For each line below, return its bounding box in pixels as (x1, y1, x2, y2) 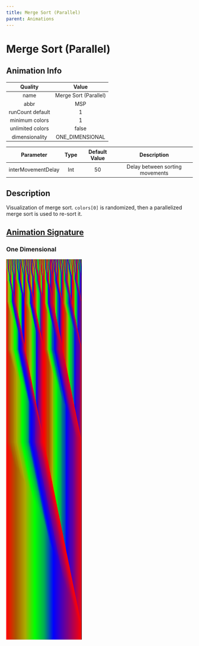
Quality (20, 83, 39, 90)
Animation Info (6, 66, 62, 76)
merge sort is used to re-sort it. (6, 210, 83, 218)
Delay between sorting (126, 163, 182, 170)
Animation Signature (6, 228, 84, 238)
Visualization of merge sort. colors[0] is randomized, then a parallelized (6, 204, 182, 211)
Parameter (20, 152, 47, 158)
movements (140, 169, 169, 177)
